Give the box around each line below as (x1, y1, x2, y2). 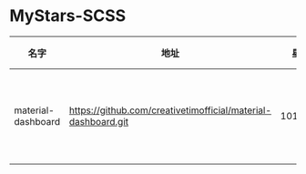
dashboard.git (68, 115, 129, 128)
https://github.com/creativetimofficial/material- (68, 104, 271, 117)
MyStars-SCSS (9, 5, 127, 26)
